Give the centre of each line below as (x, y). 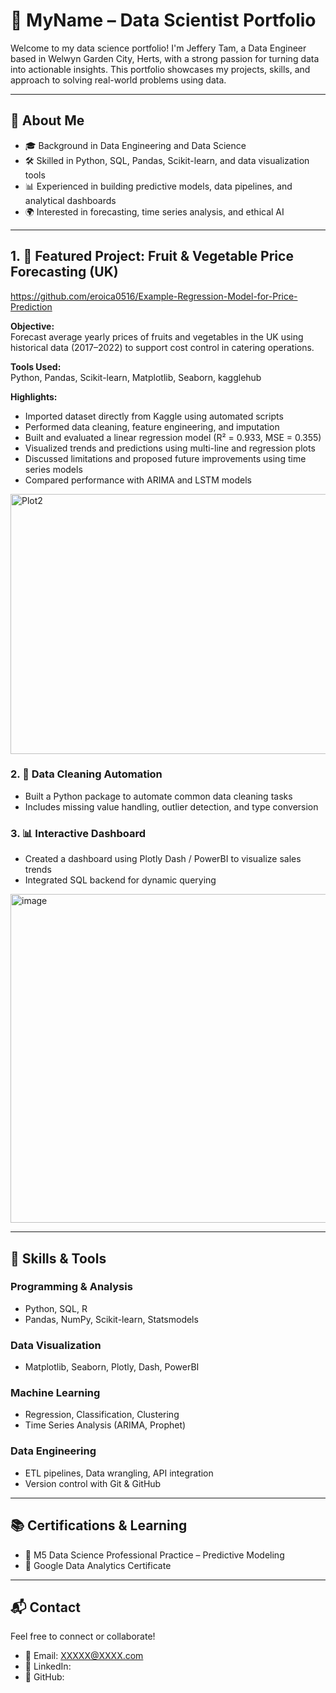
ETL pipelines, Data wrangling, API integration (119, 1473)
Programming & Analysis (71, 1287)
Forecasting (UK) (64, 272)
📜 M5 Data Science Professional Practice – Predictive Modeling (154, 1555)
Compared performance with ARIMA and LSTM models (138, 480)
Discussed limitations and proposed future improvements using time (165, 458)
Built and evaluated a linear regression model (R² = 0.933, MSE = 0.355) (173, 437)
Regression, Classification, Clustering (102, 1415)
